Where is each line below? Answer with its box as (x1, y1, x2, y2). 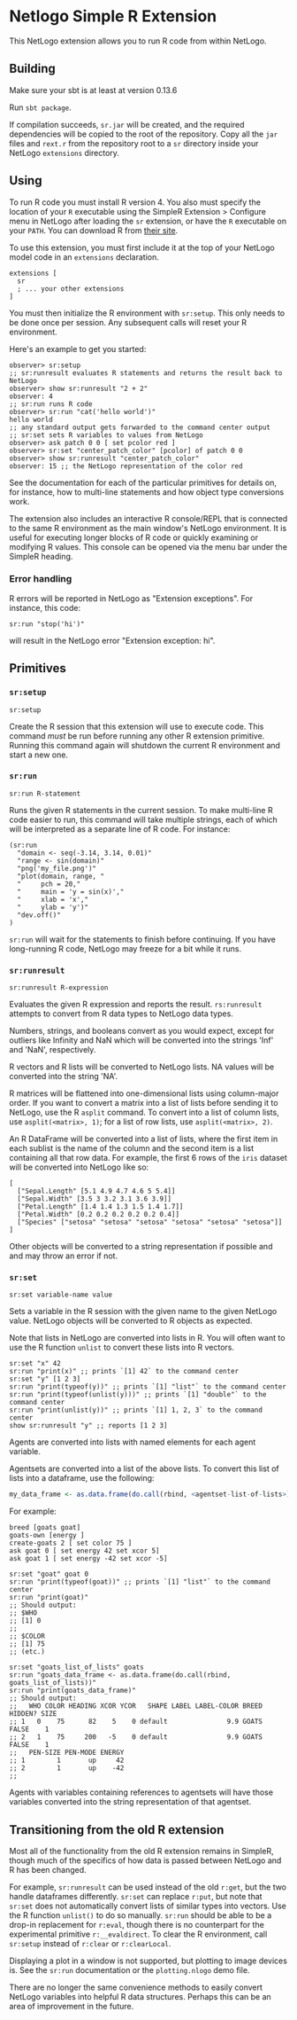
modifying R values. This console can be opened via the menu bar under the (9, 541, 287, 552)
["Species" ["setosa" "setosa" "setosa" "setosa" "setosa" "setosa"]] (17, 1217, 283, 1227)
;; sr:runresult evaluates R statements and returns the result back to (9, 368, 283, 378)
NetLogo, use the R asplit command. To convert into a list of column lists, (9, 1107, 280, 1118)
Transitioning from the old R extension (9, 1822, 225, 1837)
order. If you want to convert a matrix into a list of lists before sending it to (9, 1098, 278, 1108)
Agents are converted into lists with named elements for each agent (9, 1437, 256, 1447)
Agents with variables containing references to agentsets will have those (9, 1787, 274, 1797)
